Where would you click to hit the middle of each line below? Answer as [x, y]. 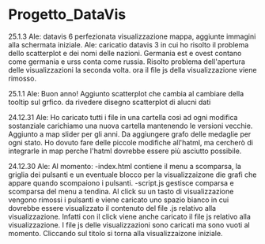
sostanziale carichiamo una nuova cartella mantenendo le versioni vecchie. [131, 126]
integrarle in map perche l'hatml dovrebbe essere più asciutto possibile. [125, 151]
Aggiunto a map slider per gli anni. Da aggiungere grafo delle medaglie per [130, 134]
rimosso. [23, 78]
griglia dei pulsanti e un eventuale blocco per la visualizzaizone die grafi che [132, 175]
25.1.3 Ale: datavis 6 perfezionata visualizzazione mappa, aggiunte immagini [132, 36]
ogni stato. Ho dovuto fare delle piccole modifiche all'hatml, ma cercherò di [131, 142]
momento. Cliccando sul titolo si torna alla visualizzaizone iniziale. [115, 233]
